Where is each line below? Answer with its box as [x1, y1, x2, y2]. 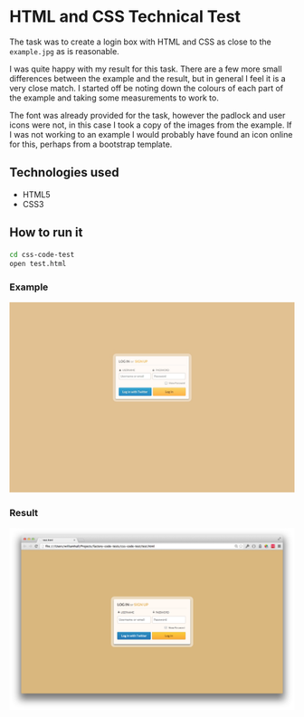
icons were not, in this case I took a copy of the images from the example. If [9, 119, 292, 130]
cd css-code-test [9, 250, 75, 259]
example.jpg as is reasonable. [9, 45, 119, 56]
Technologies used [9, 165, 119, 180]
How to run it [9, 225, 83, 241]
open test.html [9, 260, 67, 269]
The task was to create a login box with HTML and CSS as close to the [9, 36, 271, 47]
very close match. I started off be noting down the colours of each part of [9, 82, 284, 93]
